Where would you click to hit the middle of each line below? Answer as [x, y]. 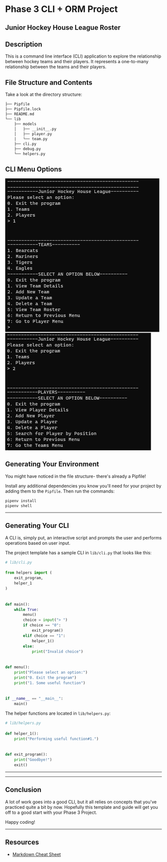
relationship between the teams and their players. [56, 67]
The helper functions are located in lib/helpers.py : [58, 713]
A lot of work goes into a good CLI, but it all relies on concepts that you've [81, 802]
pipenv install [21, 501]
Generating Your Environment [52, 464]
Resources [22, 842]
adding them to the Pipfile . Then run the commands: [60, 491]
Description [24, 44]
